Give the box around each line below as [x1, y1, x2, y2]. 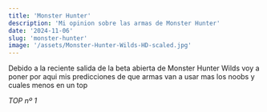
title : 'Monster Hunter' [8, 11, 91, 20]
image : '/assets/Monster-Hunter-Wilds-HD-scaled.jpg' [8, 42, 192, 50]
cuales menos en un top [8, 81, 88, 90]
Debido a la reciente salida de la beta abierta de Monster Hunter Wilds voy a [8, 63, 260, 73]
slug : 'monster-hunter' [8, 34, 88, 42]
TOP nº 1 [8, 96, 38, 106]
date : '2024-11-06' [8, 26, 74, 34]
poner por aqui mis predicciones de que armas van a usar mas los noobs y [8, 72, 255, 82]
